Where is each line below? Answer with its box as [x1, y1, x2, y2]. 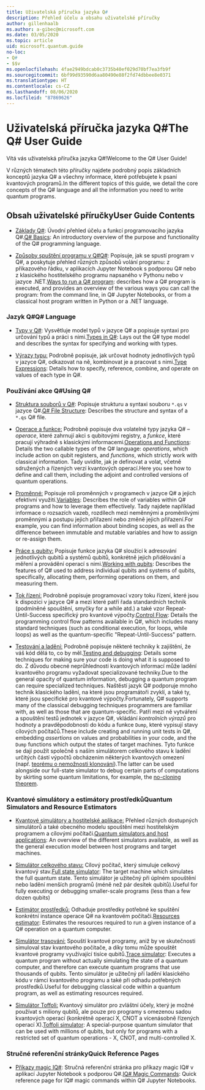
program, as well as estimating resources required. [15, 990, 144, 997]
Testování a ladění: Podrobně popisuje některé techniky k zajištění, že [15, 643, 192, 650]
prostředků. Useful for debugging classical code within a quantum [15, 983, 181, 990]
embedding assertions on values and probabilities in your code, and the [15, 734, 196, 742]
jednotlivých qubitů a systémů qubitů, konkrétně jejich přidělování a [15, 554, 185, 561]
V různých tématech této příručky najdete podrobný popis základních [6, 167, 181, 174]
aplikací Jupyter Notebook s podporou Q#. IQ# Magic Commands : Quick [15, 1070, 197, 1077]
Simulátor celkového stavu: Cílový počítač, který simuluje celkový [15, 861, 181, 869]
